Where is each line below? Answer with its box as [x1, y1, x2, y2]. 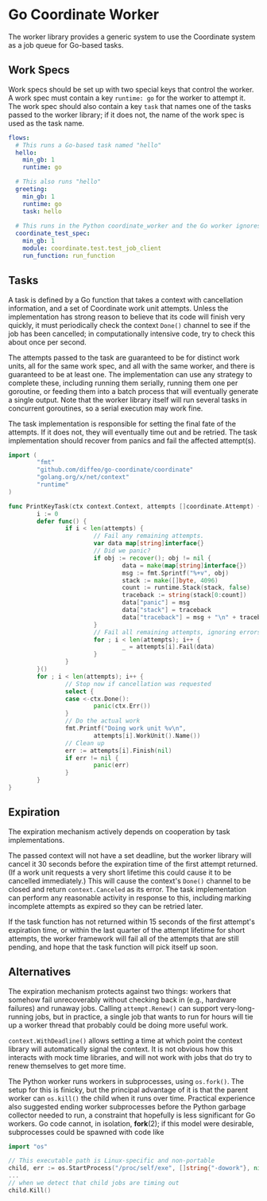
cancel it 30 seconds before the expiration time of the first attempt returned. [8, 859, 258, 868]
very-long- [219, 1003, 256, 1012]
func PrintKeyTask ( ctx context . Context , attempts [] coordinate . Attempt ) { [8, 502, 261, 510]
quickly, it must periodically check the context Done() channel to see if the [8, 320, 250, 329]
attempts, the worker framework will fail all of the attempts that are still [8, 934, 239, 943]
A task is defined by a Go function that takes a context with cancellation [8, 294, 244, 304]
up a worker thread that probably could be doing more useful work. [8, 1020, 229, 1030]
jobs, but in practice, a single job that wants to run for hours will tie [35, 1012, 253, 1021]
